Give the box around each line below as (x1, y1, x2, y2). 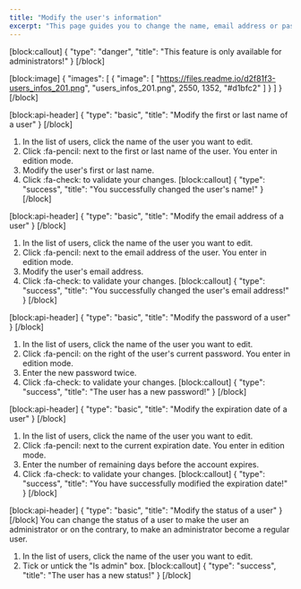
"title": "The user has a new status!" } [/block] (21, 569, 192, 580)
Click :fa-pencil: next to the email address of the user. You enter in (21, 247, 267, 258)
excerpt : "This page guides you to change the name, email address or (9, 21, 279, 30)
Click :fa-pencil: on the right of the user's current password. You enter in (21, 348, 291, 359)
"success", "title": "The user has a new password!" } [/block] (21, 386, 247, 397)
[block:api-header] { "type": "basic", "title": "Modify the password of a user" (9, 312, 291, 322)
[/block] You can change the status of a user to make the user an (9, 514, 249, 525)
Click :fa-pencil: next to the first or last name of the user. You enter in (21, 145, 278, 157)
